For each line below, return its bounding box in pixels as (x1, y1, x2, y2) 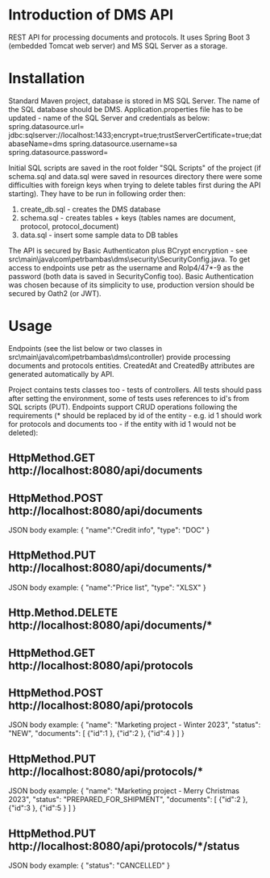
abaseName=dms (8, 139, 68, 148)
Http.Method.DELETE (8, 606, 118, 620)
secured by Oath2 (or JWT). (8, 288, 102, 298)
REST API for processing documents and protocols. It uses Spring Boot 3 (8, 32, 251, 42)
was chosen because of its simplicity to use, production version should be (8, 280, 255, 290)
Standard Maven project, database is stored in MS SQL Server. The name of (8, 95, 260, 106)
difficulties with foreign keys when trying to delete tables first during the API (8, 180, 261, 190)
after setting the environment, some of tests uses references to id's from (8, 393, 250, 403)
